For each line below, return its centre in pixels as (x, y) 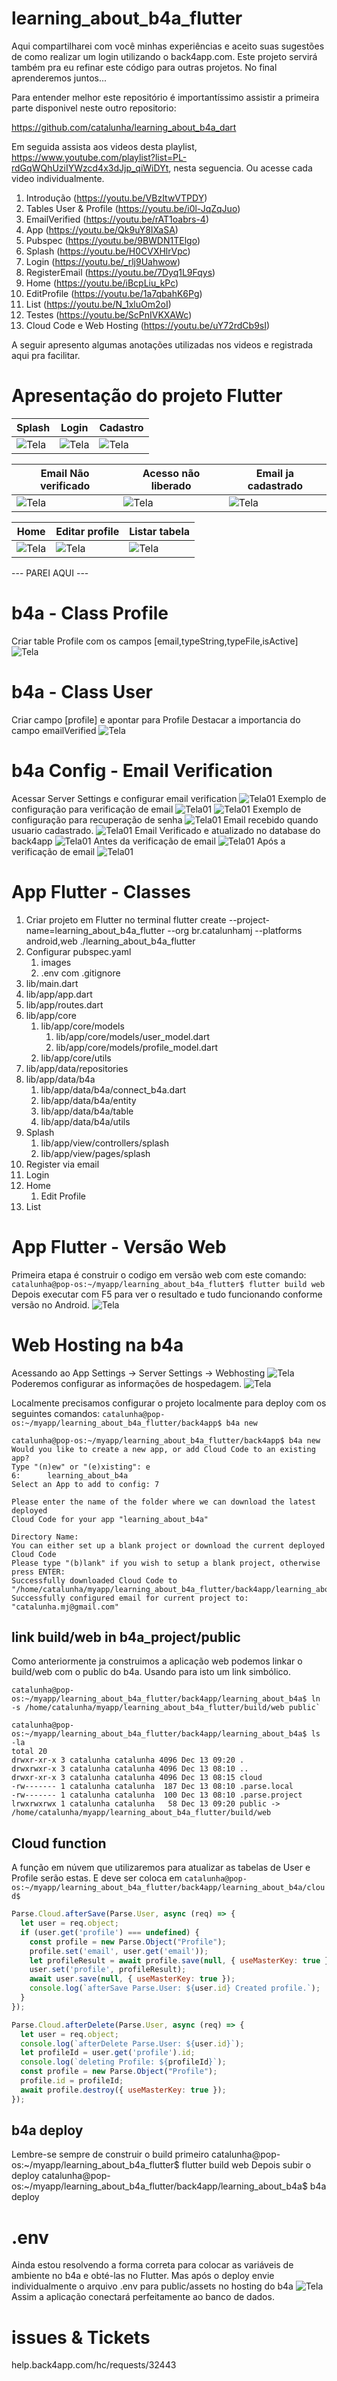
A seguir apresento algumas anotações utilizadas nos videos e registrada (162, 344)
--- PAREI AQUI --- (50, 573)
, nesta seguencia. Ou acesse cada (240, 168)
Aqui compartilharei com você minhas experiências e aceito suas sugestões (168, 46)
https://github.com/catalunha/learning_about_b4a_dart (124, 127)
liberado (171, 485)
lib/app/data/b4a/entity (88, 1100)
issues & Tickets (81, 2337)
